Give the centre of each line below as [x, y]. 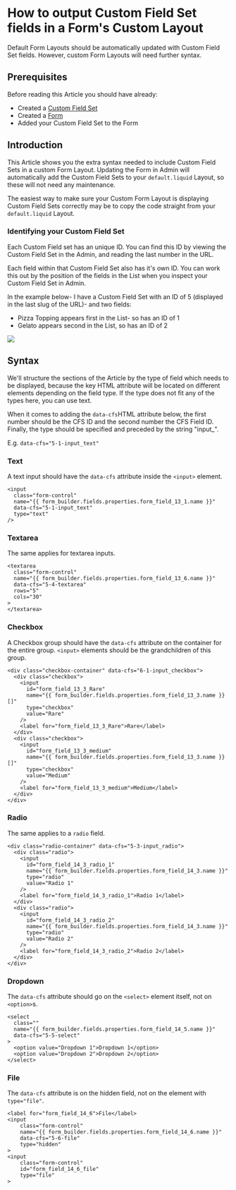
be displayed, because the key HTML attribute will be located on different [114, 385]
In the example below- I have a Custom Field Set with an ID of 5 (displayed [115, 296]
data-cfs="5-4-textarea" [50, 585]
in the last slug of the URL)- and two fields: [69, 304]
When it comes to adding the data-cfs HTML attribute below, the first [107, 414]
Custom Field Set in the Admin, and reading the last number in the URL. [111, 254]
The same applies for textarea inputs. [61, 553]
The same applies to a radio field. [56, 833]
